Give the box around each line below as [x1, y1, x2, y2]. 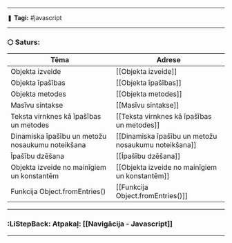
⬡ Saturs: [7, 37, 40, 47]
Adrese [156, 55, 181, 65]
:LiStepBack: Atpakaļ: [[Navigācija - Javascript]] [7, 219, 173, 229]
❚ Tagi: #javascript [7, 14, 62, 21]
